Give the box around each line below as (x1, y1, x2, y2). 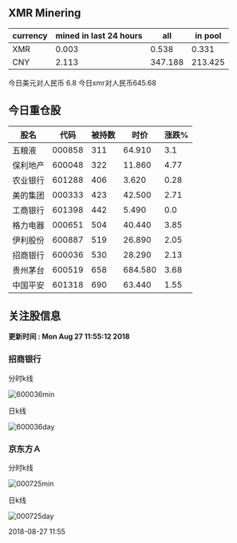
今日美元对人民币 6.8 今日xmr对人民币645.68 (8, 77, 157, 87)
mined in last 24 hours (55, 30, 143, 41)
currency (12, 30, 48, 41)
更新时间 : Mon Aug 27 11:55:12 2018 (8, 331, 130, 342)
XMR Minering (8, 6, 81, 20)
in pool (195, 30, 222, 41)
